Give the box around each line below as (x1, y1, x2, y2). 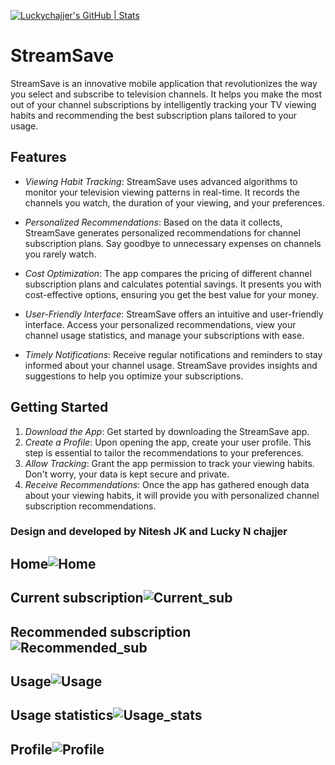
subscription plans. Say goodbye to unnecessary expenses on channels (24, 237, 322, 249)
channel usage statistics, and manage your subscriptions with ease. (24, 329, 305, 341)
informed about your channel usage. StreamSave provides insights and (24, 359, 318, 371)
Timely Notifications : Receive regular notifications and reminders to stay (24, 348, 323, 360)
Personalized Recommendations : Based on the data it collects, (24, 216, 283, 228)
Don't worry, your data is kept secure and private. (24, 468, 230, 480)
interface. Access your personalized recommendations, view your (24, 318, 297, 330)
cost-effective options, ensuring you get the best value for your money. (24, 288, 319, 300)
